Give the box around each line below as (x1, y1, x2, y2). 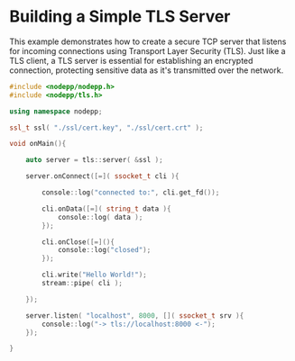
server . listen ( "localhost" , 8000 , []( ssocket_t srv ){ (25, 311, 244, 320)
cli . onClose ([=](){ (41, 237, 115, 247)
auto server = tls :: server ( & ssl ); (25, 156, 164, 165)
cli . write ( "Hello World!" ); (41, 270, 147, 280)
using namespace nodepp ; (9, 106, 103, 116)
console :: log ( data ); (57, 212, 143, 221)
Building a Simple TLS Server (9, 6, 231, 27)
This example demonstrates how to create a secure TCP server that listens (9, 36, 287, 47)
